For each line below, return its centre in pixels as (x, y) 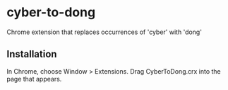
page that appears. (34, 79)
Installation (32, 54)
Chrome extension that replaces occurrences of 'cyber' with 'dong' (104, 32)
